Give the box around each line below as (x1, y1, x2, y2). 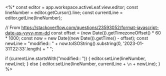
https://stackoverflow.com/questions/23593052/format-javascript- (21, 24, 159, 30)
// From (5, 24, 20, 30)
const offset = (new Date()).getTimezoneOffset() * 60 (50, 30, 161, 35)
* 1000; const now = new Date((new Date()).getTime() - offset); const (5, 35, 148, 41)
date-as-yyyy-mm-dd (5, 30, 50, 35)
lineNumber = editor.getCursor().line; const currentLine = (5, 9, 123, 15)
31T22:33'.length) (5, 46, 41, 51)
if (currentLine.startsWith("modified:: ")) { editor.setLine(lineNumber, (5, 55, 146, 61)
